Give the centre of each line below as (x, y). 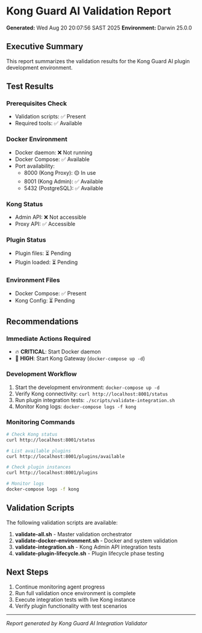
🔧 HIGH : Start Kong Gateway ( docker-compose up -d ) (80, 358)
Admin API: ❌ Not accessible (50, 217)
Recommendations (42, 322)
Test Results (30, 86)
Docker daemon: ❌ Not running (54, 152)
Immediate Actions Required (49, 338)
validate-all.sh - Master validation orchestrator (73, 534)
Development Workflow (41, 374)
